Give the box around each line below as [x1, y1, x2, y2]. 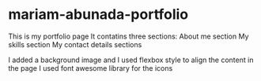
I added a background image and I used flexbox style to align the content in [8, 55, 254, 64]
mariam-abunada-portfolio [8, 6, 189, 24]
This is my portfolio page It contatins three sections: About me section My [8, 31, 249, 41]
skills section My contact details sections [8, 39, 142, 49]
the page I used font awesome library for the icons [8, 63, 173, 72]
